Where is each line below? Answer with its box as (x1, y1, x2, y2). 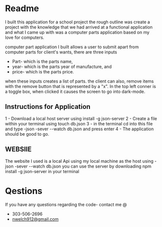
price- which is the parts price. (12, 69, 74, 74)
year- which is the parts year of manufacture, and (12, 64, 112, 70)
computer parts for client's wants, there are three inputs (5, 49, 117, 55)
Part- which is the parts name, (12, 58, 73, 64)
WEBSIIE (5, 145, 32, 154)
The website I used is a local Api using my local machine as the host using (5, 158, 154, 164)
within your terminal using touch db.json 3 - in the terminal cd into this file (5, 121, 153, 126)
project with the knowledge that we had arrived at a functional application (5, 24, 153, 30)
